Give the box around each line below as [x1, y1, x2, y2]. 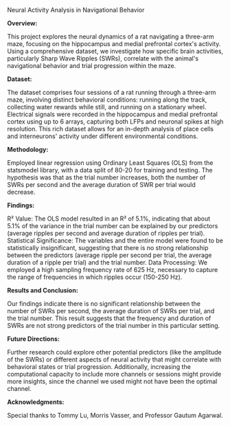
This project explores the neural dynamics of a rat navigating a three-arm [7, 32, 214, 41]
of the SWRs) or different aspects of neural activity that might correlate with [7, 355, 222, 363]
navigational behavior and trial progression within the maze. [7, 62, 176, 69]
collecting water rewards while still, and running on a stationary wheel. [7, 103, 207, 111]
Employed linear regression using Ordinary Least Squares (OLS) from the [7, 159, 214, 167]
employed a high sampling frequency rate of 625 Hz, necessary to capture [7, 266, 218, 273]
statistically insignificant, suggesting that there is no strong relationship [7, 244, 209, 251]
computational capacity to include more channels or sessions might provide [7, 370, 222, 378]
